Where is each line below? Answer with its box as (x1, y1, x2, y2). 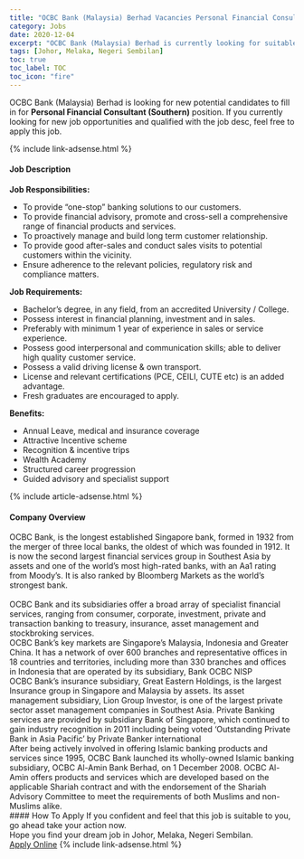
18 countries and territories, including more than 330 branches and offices (9, 656, 287, 667)
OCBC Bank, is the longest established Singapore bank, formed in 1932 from (9, 532, 294, 543)
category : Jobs (9, 22, 67, 31)
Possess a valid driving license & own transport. (22, 361, 202, 372)
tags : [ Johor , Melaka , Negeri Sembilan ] (9, 47, 165, 56)
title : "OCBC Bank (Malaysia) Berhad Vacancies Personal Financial (9, 13, 270, 23)
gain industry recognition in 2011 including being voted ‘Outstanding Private (9, 724, 291, 735)
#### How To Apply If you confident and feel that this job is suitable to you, (9, 810, 291, 821)
